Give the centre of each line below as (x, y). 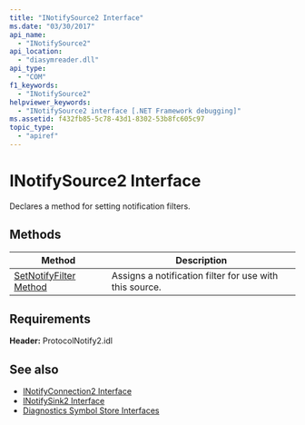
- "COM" (32, 77)
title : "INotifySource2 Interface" (77, 18)
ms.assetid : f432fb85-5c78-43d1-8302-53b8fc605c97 (107, 119)
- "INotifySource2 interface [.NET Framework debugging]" (130, 111)
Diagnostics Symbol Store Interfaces (91, 410)
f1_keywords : (34, 85)
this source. (137, 287)
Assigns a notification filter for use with (195, 275)
